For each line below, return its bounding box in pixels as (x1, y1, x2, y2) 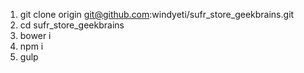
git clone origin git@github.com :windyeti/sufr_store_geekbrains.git (19, 9, 295, 20)
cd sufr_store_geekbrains (19, 19, 125, 31)
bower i (19, 30, 52, 41)
